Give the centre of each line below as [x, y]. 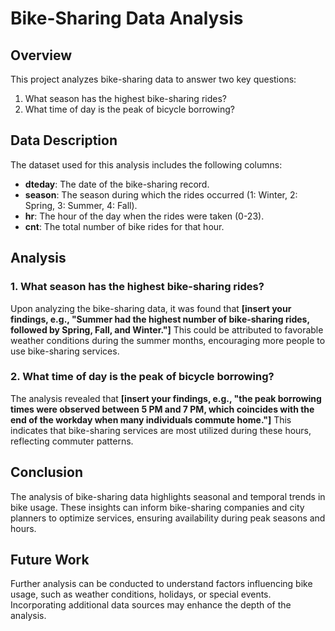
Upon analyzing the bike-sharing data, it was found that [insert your [151, 308]
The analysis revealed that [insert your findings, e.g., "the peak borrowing [166, 398]
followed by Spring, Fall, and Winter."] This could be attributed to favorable [167, 329]
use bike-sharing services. [65, 351]
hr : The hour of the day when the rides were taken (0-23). [144, 216]
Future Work [50, 560]
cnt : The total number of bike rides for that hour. [124, 226]
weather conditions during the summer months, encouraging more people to [168, 340]
